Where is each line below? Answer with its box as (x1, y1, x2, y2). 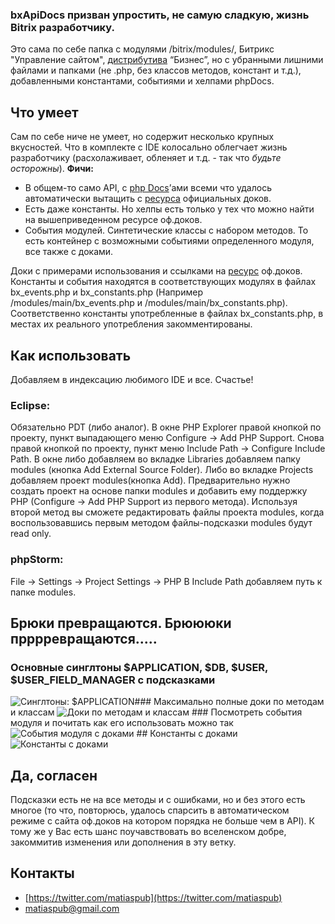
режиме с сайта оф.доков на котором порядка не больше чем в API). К (10, 815, 315, 827)
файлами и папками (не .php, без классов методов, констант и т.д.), (10, 64, 302, 77)
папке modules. (10, 586, 77, 598)
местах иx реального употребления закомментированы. (10, 318, 253, 330)
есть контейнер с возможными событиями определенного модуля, (24, 235, 315, 247)
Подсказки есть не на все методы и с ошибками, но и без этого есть (10, 794, 306, 806)
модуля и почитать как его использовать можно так (10, 717, 234, 729)
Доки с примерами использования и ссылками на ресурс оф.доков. (10, 265, 303, 277)
